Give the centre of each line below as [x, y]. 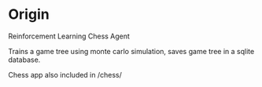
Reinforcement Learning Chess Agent [69, 36]
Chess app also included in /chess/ [65, 74]
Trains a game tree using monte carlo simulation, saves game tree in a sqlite [131, 51]
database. [24, 60]
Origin [29, 14]
